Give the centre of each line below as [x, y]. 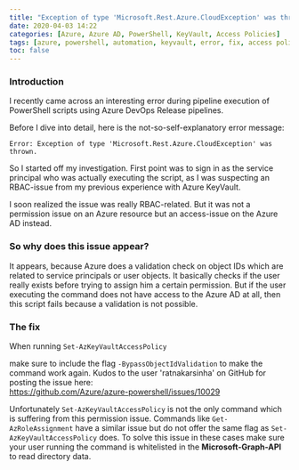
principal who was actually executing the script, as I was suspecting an [139, 178]
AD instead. [30, 223]
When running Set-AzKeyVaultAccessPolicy [88, 346]
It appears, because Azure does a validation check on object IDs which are [146, 266]
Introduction [36, 82]
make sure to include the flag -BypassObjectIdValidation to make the [136, 364]
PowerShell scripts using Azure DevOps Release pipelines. [117, 110]
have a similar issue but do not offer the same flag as [172, 428]
